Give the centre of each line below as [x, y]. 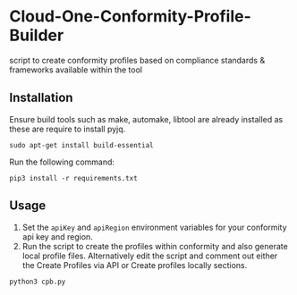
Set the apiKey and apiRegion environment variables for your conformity [155, 227]
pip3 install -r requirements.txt [74, 178]
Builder [37, 35]
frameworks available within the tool [76, 70]
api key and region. [58, 236]
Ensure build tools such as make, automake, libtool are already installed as [146, 119]
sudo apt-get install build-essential [81, 145]
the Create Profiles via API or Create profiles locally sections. [135, 265]
